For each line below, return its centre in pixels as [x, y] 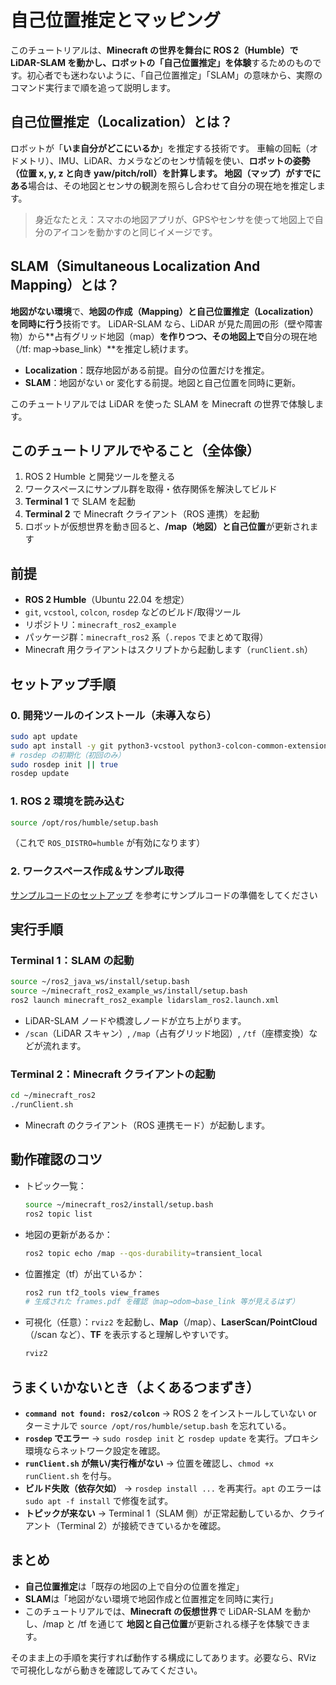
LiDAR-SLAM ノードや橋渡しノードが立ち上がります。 [135, 1021]
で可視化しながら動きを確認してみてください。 [106, 1670]
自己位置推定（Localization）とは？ [121, 122]
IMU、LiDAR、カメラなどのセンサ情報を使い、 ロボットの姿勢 [184, 160]
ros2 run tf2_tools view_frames [92, 1292]
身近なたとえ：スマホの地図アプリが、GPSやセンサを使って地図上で [174, 219]
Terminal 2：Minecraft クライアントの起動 [113, 1074]
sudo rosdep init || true [64, 764]
